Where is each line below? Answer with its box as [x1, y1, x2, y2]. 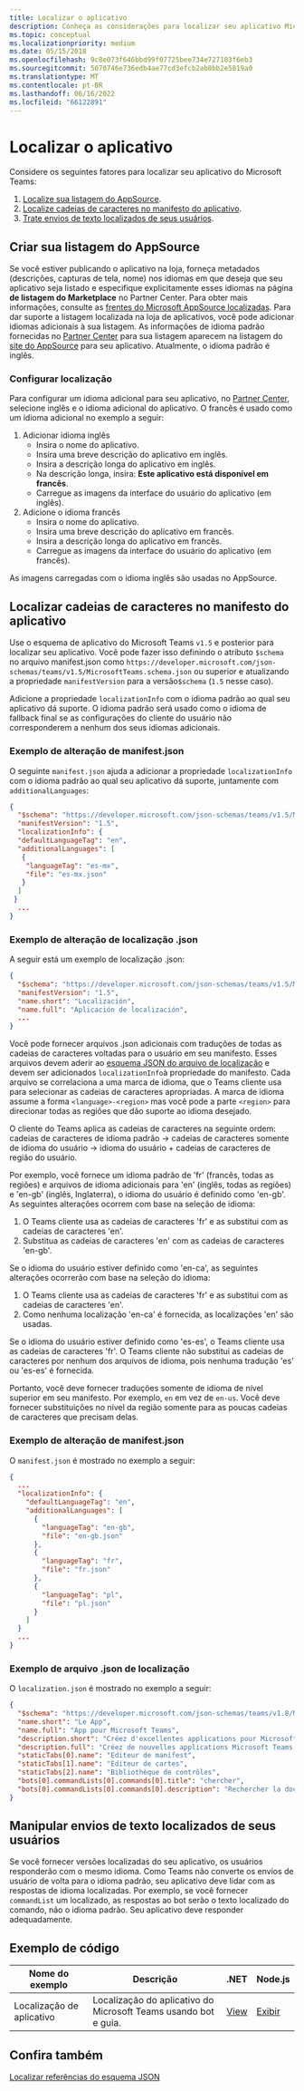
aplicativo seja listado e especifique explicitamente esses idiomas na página [9, 283, 294, 294]
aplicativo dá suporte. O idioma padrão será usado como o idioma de [9, 703, 267, 714]
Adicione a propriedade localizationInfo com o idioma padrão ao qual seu [9, 693, 291, 704]
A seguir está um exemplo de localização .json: [9, 954, 185, 965]
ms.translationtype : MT [9, 73, 100, 82]
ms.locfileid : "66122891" [9, 97, 107, 107]
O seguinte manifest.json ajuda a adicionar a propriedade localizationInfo [9, 765, 292, 776]
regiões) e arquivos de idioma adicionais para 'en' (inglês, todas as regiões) [9, 1179, 292, 1190]
